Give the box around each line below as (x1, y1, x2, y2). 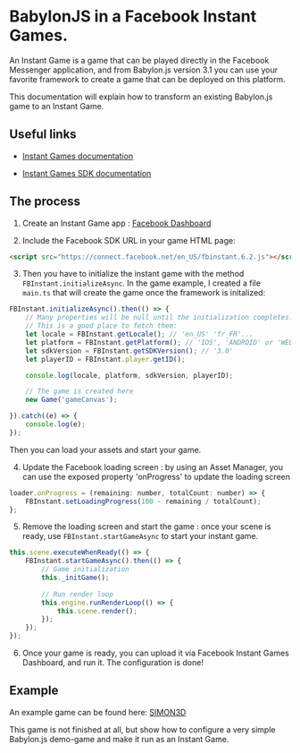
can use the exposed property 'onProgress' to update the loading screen (21, 471, 290, 482)
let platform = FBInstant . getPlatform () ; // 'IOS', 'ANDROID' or (25, 338, 274, 347)
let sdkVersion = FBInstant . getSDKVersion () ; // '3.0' (25, 347, 234, 355)
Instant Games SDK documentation (21, 167, 152, 178)
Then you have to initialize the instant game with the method (21, 269, 245, 279)
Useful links (9, 127, 78, 142)
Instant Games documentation (21, 150, 134, 161)
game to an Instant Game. (9, 100, 104, 111)
